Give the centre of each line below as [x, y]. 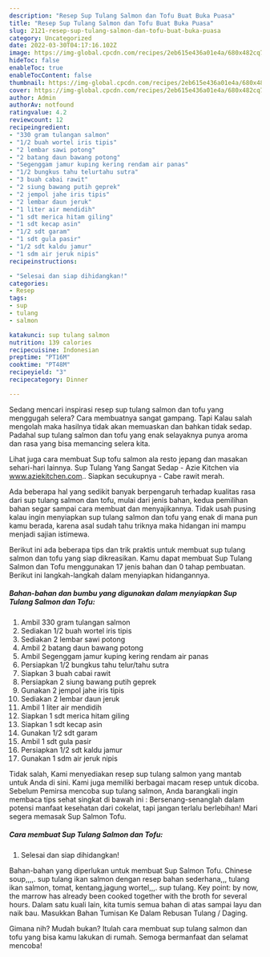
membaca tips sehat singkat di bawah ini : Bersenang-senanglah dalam [127, 799]
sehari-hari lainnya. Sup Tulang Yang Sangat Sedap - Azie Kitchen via [124, 467]
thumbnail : [27, 82]
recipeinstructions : [44, 261]
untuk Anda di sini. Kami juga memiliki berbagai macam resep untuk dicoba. [134, 782]
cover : [20, 90]
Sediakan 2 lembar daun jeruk [70, 698]
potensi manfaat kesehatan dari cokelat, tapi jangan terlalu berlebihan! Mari [133, 808]
